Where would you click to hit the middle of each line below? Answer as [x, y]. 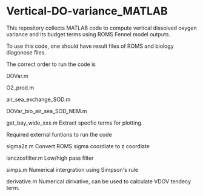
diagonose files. [26, 52]
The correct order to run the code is [51, 64]
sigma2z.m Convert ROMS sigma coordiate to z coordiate [78, 146]
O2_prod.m [20, 87]
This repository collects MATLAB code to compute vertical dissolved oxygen [101, 28]
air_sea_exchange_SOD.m [38, 99]
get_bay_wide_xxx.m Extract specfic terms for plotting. [75, 123]
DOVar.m [17, 76]
